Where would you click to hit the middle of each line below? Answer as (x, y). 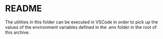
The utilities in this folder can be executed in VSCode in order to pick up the (81, 22)
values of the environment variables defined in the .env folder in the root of (81, 27)
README (24, 9)
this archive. (17, 32)
